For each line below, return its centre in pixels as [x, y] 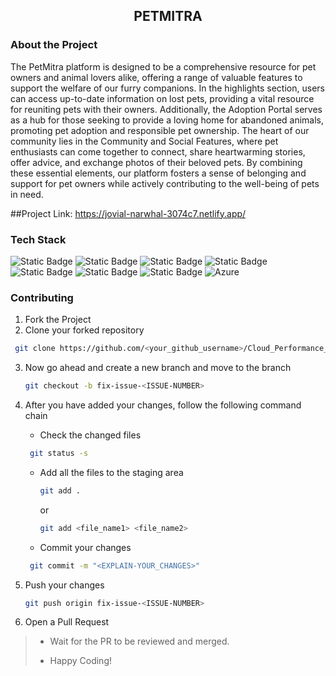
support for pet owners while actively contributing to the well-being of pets [165, 183]
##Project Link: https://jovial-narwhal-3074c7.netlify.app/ [128, 213]
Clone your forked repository [84, 330]
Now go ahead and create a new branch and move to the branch [158, 368]
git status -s [59, 454]
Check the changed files [90, 435]
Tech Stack [38, 239]
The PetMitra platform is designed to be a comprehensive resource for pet [163, 66]
